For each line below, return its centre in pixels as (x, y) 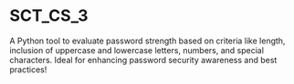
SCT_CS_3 (49, 16)
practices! (28, 70)
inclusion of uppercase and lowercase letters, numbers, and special (137, 50)
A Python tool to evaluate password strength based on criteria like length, (147, 41)
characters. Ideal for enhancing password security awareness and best (143, 60)
